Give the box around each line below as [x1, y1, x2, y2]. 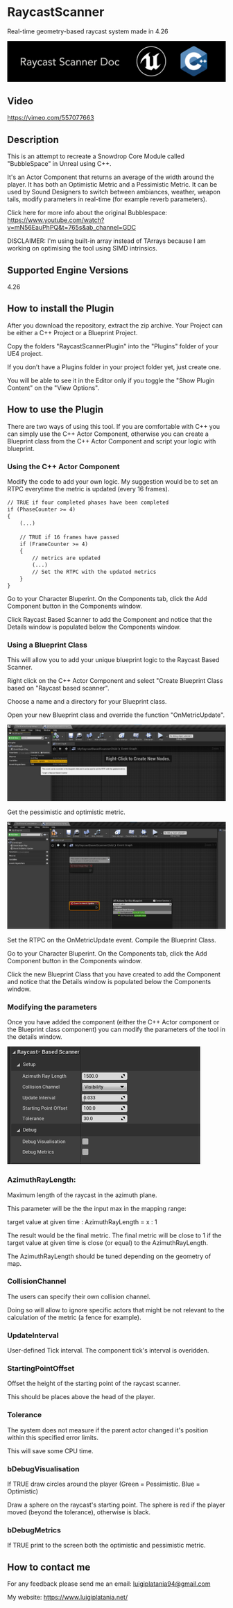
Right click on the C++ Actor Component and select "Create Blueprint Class [7, 677, 223, 685]
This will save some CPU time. [7, 1446, 94, 1455]
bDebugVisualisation [7, 1464, 80, 1473]
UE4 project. [7, 349, 43, 357]
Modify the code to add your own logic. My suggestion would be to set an [7, 477, 218, 486]
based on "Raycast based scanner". [7, 684, 110, 693]
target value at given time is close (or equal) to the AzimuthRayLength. [7, 1238, 209, 1246]
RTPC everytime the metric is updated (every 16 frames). [7, 484, 170, 493]
